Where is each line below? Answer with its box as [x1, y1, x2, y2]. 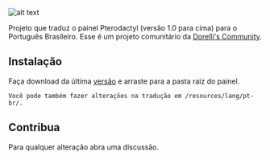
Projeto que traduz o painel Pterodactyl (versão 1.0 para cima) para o [8, 23, 238, 32]
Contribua [8, 121, 60, 134]
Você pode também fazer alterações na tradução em [8, 92, 182, 100]
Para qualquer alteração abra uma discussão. [8, 142, 160, 152]
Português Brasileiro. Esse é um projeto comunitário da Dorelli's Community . [8, 32, 262, 41]
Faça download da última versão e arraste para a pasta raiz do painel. [8, 76, 240, 86]
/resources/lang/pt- [185, 92, 254, 100]
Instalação [8, 55, 63, 68]
